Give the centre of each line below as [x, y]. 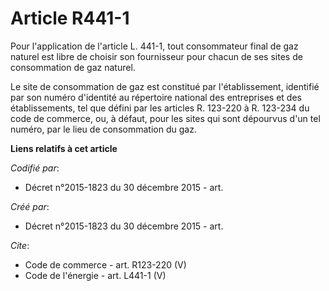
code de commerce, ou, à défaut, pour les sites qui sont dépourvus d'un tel [165, 118]
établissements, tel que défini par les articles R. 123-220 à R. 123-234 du [160, 108]
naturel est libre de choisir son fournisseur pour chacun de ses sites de [156, 56]
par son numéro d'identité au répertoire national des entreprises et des [156, 97]
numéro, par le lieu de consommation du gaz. [103, 129]
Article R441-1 [70, 18]
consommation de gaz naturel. [73, 67]
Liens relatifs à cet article [64, 148]
